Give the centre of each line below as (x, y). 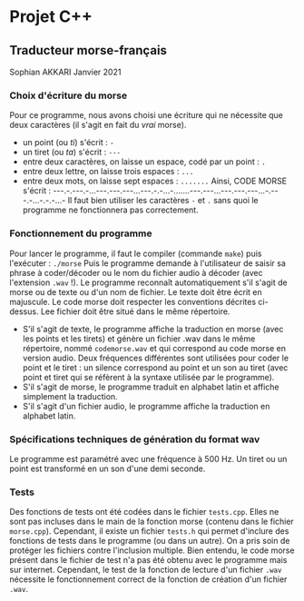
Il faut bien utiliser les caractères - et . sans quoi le (163, 201)
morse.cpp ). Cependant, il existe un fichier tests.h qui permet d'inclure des (149, 531)
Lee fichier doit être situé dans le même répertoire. (135, 311)
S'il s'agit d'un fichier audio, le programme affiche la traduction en (146, 406)
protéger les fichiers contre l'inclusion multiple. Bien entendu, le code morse (152, 550)
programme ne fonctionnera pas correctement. (110, 210)
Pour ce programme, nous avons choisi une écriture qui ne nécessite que (146, 115)
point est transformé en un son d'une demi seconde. (108, 468)
